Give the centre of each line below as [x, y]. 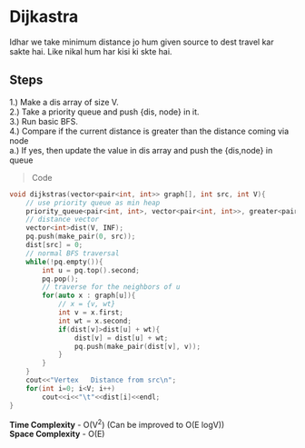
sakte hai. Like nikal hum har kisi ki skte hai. [91, 51]
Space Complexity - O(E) [57, 434]
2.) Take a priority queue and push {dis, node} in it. [104, 112]
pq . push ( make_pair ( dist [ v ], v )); [138, 346]
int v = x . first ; [91, 313]
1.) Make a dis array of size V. [64, 102]
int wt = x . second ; [94, 321]
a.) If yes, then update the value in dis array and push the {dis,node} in [141, 150]
